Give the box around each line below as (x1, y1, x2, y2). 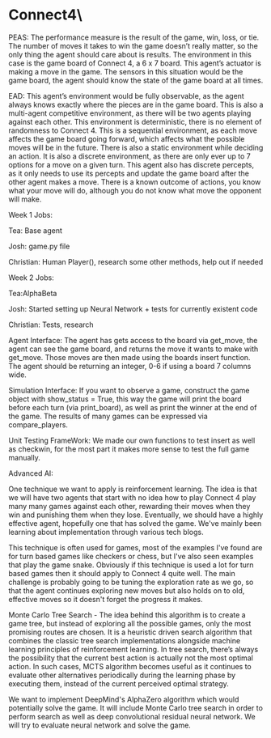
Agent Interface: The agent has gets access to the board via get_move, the (8, 335, 258, 345)
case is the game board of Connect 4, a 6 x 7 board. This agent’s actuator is (8, 58, 261, 68)
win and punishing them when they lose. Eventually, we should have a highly (8, 510, 264, 520)
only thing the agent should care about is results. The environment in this (8, 49, 252, 59)
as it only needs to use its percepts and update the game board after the (8, 168, 249, 178)
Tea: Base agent (8, 225, 63, 235)
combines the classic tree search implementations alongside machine (8, 635, 241, 645)
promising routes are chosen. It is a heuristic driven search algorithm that (8, 627, 252, 637)
